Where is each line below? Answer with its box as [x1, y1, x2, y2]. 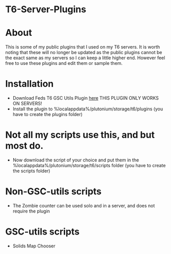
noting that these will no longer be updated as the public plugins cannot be [5, 50, 162, 56]
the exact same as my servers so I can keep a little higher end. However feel [5, 55, 165, 61]
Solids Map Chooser [12, 243, 55, 249]
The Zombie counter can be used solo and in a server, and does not [12, 202, 155, 209]
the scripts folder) [12, 168, 50, 174]
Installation [5, 78, 54, 90]
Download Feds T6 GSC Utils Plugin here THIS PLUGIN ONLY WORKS [12, 95, 159, 101]
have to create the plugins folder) [12, 111, 83, 118]
